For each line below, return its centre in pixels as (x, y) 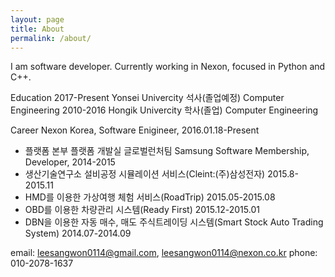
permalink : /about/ (51, 38)
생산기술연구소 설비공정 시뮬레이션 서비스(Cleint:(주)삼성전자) (145, 174)
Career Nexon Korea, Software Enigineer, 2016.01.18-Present (135, 130)
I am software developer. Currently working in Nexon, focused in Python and (168, 67)
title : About (37, 29)
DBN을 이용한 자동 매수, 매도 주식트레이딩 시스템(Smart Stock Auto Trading (174, 222)
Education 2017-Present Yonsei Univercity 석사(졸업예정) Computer (147, 98)
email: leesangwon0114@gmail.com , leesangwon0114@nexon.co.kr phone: (164, 253)
